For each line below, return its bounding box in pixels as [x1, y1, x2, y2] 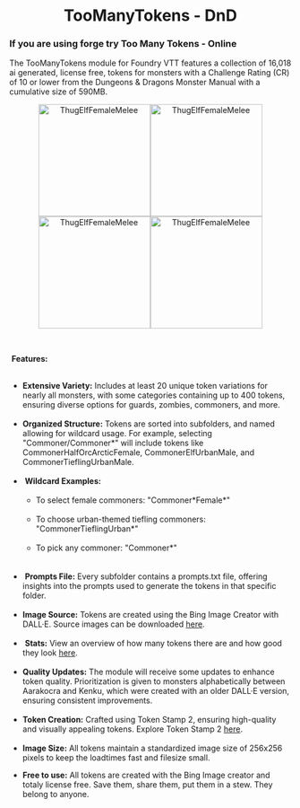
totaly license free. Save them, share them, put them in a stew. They [21, 779, 273, 790]
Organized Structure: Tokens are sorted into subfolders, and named [21, 418, 275, 429]
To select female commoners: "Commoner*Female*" [35, 495, 231, 505]
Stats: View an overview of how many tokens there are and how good [24, 638, 282, 649]
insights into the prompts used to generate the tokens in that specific [21, 581, 277, 592]
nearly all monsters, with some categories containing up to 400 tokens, [21, 390, 286, 400]
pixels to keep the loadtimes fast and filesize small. [21, 752, 210, 763]
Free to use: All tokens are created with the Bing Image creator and [21, 769, 270, 781]
